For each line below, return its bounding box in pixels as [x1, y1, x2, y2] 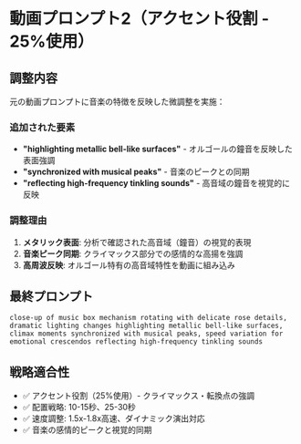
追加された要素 [9, 120, 76, 133]
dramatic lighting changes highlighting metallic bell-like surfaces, [9, 321, 284, 331]
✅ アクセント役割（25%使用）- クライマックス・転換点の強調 [22, 390, 255, 401]
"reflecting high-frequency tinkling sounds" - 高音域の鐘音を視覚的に [22, 178, 290, 189]
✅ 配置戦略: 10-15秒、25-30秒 [22, 402, 137, 413]
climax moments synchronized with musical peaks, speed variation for [9, 329, 284, 338]
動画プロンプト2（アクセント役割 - [9, 8, 270, 29]
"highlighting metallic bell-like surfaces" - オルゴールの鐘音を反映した [22, 143, 294, 155]
